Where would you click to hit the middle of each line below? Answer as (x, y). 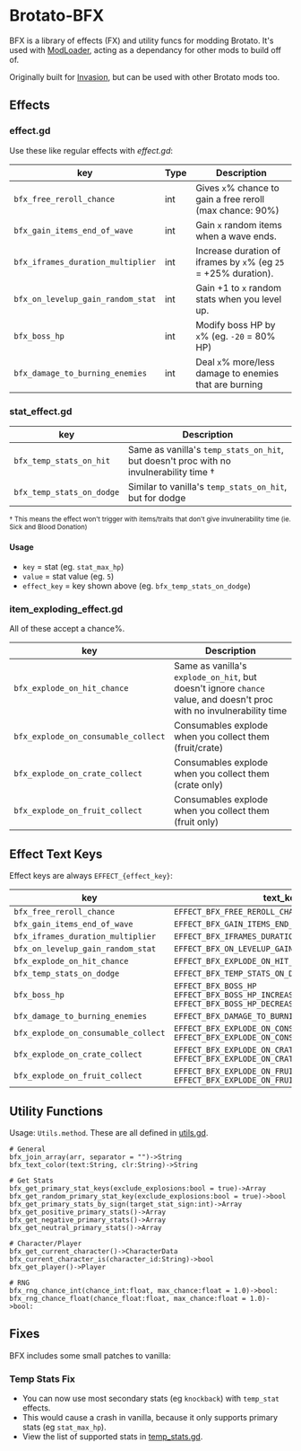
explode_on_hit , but (215, 677)
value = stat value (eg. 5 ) (68, 577)
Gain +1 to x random (239, 288)
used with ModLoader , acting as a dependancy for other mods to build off (146, 49)
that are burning (229, 385)
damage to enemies (237, 373)
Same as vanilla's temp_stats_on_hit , (206, 449)
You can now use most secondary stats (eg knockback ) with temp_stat (150, 1399)
